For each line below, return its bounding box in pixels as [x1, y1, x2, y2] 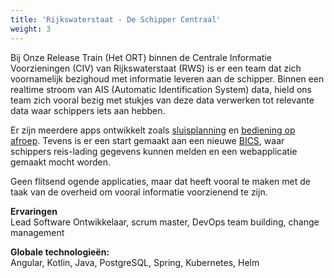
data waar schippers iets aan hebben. [10, 104, 166, 116]
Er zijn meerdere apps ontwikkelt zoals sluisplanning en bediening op [10, 124, 296, 136]
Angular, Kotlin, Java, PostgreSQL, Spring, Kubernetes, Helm [10, 256, 260, 268]
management [10, 226, 65, 238]
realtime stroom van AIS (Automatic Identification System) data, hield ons [10, 83, 312, 95]
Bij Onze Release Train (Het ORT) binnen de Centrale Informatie [10, 51, 272, 63]
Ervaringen [10, 205, 58, 217]
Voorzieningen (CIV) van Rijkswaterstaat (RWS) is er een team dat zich [10, 62, 302, 74]
